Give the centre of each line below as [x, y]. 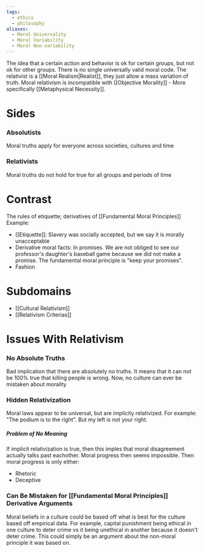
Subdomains [39, 291]
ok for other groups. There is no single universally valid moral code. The [96, 69]
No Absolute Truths [36, 358]
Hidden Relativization [39, 400]
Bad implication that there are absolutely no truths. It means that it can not [99, 371]
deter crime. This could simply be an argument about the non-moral [91, 536]
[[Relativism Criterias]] [43, 314]
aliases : [17, 29]
